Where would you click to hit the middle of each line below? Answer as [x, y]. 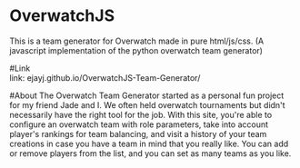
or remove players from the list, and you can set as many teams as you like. [150, 153]
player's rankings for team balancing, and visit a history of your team [138, 133]
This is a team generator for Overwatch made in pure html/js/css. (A [137, 41]
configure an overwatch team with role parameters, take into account [139, 124]
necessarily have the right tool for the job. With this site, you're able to [141, 114]
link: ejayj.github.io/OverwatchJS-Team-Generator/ [105, 77]
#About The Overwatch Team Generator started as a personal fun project [147, 95]
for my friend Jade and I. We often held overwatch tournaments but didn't [147, 104]
